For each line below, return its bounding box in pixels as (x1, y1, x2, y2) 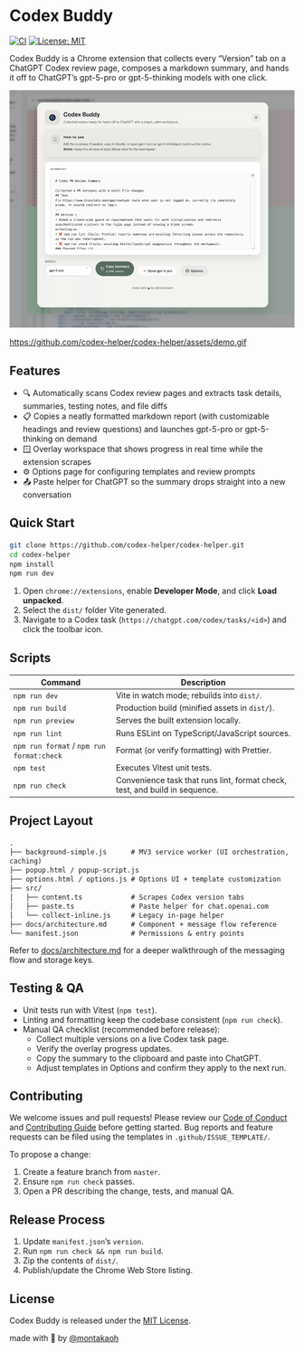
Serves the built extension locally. (116, 715, 242, 726)
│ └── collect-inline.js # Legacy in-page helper (9, 911, 224, 920)
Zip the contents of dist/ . (22, 1255, 119, 1266)
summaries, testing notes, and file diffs (22, 401, 168, 411)
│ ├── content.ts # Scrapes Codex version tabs (9, 893, 245, 902)
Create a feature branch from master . (22, 1167, 161, 1177)
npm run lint (13, 729, 62, 738)
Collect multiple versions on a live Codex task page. (35, 1033, 230, 1045)
